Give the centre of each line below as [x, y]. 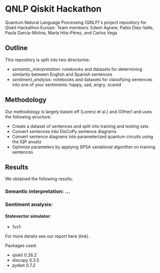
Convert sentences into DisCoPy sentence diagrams [64, 131]
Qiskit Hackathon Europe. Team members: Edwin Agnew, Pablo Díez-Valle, [80, 27]
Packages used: [21, 246]
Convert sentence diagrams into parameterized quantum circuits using [83, 136]
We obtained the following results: [39, 179]
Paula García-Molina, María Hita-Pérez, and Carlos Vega [61, 33]
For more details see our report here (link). [47, 236]
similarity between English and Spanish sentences [62, 74]
